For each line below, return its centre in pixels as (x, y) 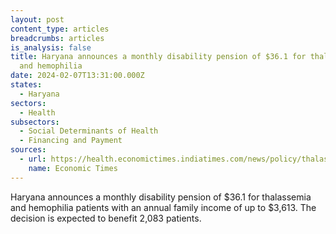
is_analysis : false (51, 47)
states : (26, 85)
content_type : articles (60, 29)
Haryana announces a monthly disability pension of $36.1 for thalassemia (161, 197)
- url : (33, 159)
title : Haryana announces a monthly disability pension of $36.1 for (158, 57)
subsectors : (35, 122)
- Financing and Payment (71, 141)
